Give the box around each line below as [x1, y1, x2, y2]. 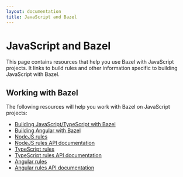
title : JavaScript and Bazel [6, 14, 77, 20]
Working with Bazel [6, 88, 78, 98]
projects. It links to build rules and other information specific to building [6, 65, 178, 72]
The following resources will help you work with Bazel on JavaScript [6, 103, 171, 110]
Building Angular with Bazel [14, 127, 81, 134]
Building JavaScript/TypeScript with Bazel [14, 121, 116, 128]
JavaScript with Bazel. [6, 71, 60, 78]
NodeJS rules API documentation [14, 140, 95, 147]
